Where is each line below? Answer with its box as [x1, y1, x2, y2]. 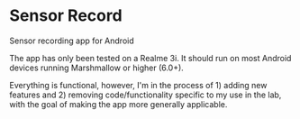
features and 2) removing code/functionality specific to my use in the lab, [9, 89, 282, 100]
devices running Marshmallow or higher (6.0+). [9, 62, 185, 73]
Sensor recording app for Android [9, 35, 135, 46]
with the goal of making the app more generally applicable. [9, 98, 228, 109]
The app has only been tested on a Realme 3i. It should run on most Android [9, 52, 292, 63]
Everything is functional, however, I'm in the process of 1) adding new [9, 79, 268, 90]
